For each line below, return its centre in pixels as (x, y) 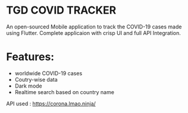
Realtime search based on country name (65, 92)
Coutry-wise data (36, 79)
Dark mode (29, 86)
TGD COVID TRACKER (61, 10)
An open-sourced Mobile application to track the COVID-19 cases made (94, 27)
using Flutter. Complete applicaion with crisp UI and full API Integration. (94, 33)
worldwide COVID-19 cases (48, 73)
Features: (30, 57)
